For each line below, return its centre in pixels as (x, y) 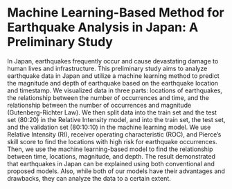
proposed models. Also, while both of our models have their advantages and (116, 171)
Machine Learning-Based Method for (116, 13)
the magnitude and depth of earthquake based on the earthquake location (113, 83)
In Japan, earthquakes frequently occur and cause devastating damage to (113, 61)
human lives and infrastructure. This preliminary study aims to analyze (107, 68)
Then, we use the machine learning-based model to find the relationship (110, 149)
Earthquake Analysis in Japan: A (103, 27)
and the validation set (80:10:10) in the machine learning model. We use (109, 127)
